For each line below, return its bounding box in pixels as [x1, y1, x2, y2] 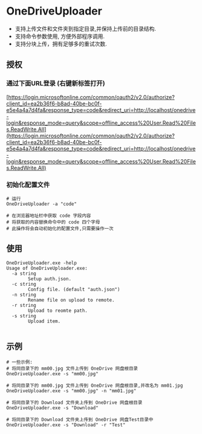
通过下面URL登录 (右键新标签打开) [6, 79, 105, 88]
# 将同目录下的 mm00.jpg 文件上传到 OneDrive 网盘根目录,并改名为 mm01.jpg [6, 383, 183, 389]
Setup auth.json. [28, 275, 71, 282]
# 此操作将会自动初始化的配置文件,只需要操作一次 [6, 225, 114, 231]
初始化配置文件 [6, 180, 50, 189]
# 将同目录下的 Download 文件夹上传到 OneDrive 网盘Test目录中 [6, 416, 154, 422]
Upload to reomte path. [28, 307, 88, 314]
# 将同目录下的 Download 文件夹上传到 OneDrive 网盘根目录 [6, 399, 143, 406]
